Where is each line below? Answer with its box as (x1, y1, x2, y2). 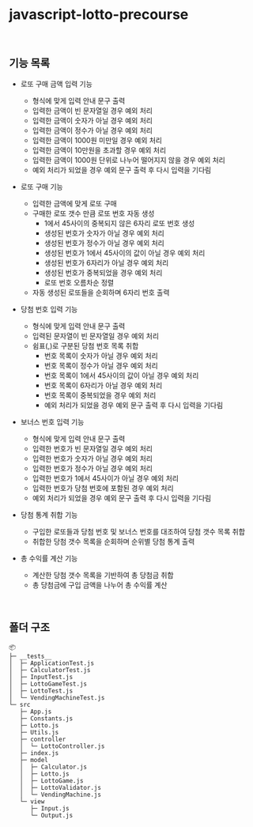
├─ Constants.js (19, 714, 74, 723)
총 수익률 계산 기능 (20, 553, 78, 563)
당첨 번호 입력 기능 (20, 304, 78, 314)
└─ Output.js (29, 811, 74, 819)
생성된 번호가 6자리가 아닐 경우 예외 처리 (43, 258, 169, 267)
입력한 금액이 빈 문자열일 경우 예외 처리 (32, 105, 153, 115)
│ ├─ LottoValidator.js (19, 784, 102, 791)
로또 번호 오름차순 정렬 (43, 278, 115, 287)
